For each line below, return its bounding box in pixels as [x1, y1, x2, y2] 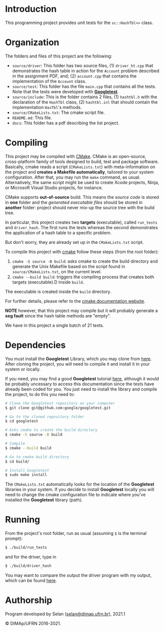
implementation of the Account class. [12, 78, 86, 84]
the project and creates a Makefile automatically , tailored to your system [5, 169, 154, 175]
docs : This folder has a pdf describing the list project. [12, 120, 119, 126]
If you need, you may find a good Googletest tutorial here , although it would [5, 375, 159, 381]
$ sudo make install [5, 473, 48, 477]
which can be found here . [5, 578, 57, 583]
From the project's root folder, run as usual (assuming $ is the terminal [5, 530, 147, 536]
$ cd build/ [5, 459, 29, 464]
